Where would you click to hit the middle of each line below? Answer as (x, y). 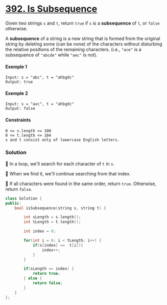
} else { (33, 278)
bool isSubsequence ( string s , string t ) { (60, 208)
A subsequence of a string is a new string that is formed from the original (83, 38)
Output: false (20, 109)
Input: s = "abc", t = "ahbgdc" (40, 77)
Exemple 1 (16, 67)
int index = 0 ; (40, 231)
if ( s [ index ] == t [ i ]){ (58, 245)
